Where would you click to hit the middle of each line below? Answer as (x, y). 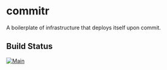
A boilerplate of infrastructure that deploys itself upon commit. (83, 28)
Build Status (30, 46)
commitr (28, 11)
